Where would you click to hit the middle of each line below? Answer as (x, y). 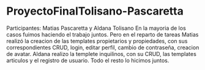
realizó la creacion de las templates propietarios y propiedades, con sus (97, 41)
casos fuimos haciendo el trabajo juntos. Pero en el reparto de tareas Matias (102, 34)
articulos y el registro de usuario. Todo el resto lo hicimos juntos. (88, 60)
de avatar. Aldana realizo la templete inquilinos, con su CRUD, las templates (102, 54)
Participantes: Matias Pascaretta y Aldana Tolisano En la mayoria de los (96, 28)
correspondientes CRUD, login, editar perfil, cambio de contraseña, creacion (103, 47)
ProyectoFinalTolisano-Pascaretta (95, 11)
